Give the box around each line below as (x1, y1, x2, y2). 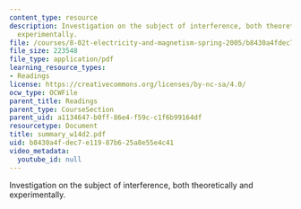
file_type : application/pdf (9, 55, 115, 64)
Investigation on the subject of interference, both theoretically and (9, 179, 254, 190)
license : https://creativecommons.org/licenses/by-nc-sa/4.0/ (9, 80, 246, 89)
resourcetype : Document (9, 122, 99, 131)
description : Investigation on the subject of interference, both (9, 22, 262, 30)
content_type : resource (9, 13, 99, 22)
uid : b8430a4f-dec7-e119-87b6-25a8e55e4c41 (9, 138, 175, 147)
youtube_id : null (17, 154, 82, 164)
